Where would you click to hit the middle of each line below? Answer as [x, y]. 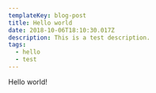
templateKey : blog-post [48, 15]
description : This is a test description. [79, 37]
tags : [17, 45]
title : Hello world [40, 23]
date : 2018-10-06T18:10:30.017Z [61, 30]
